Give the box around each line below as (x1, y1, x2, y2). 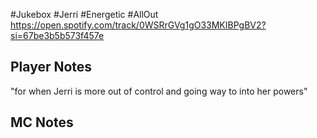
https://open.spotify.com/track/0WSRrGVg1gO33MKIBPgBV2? (10, 19, 267, 31)
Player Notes (10, 59, 93, 76)
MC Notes (10, 114, 74, 131)
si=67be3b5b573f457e (10, 30, 105, 41)
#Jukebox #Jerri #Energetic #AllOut (10, 9, 159, 20)
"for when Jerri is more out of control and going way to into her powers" (10, 85, 308, 97)
